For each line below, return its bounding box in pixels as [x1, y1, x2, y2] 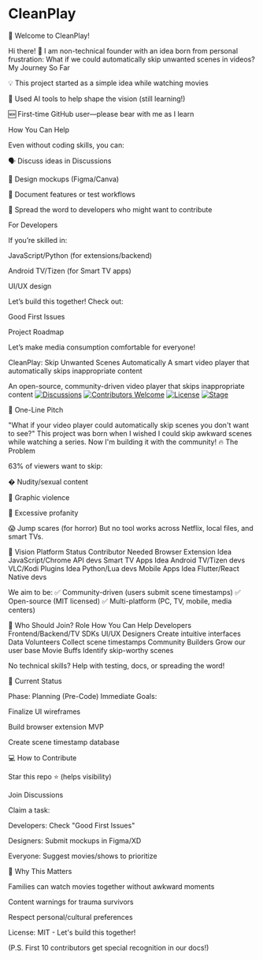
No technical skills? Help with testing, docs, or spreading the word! [8, 660, 225, 671]
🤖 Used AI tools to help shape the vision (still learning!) [8, 94, 186, 103]
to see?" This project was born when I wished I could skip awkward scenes [8, 428, 252, 438]
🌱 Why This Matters [8, 866, 72, 876]
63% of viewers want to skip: [8, 461, 103, 470]
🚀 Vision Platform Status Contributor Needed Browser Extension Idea [8, 547, 232, 556]
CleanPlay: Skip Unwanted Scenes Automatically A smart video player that [8, 357, 250, 367]
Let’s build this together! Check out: [8, 297, 124, 306]
